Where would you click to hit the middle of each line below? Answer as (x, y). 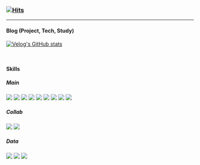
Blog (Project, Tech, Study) (40, 30)
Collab (15, 112)
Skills (13, 69)
